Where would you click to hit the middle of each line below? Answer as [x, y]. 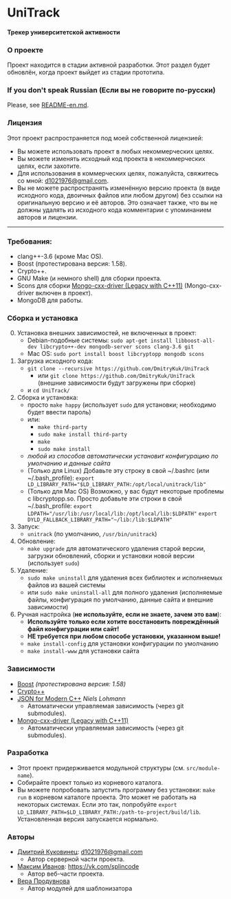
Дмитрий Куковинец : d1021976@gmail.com [80, 852]
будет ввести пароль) [59, 412]
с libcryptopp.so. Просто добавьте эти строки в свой [104, 499]
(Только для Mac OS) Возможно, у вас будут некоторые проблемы [125, 491]
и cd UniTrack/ [48, 390]
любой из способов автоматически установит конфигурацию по [123, 456]
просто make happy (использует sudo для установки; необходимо [122, 405]
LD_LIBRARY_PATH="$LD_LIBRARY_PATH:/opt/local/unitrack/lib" [117, 485]
